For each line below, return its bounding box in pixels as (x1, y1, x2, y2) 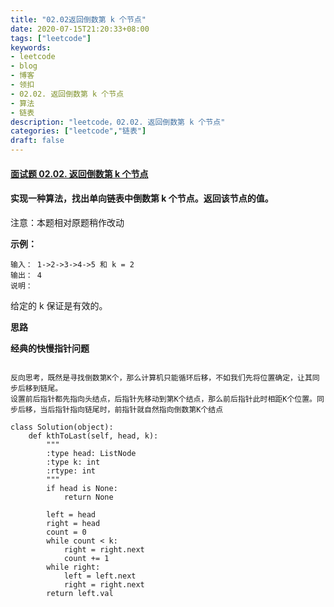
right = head (46, 518, 101, 528)
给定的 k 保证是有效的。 (10, 299, 108, 311)
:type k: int (46, 457, 101, 467)
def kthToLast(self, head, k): (28, 431, 159, 441)
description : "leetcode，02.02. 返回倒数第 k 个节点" (10, 117, 226, 127)
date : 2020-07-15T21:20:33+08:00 (10, 24, 150, 34)
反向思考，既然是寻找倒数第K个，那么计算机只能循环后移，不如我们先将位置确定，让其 (10, 372, 313, 383)
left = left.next (63, 571, 137, 581)
